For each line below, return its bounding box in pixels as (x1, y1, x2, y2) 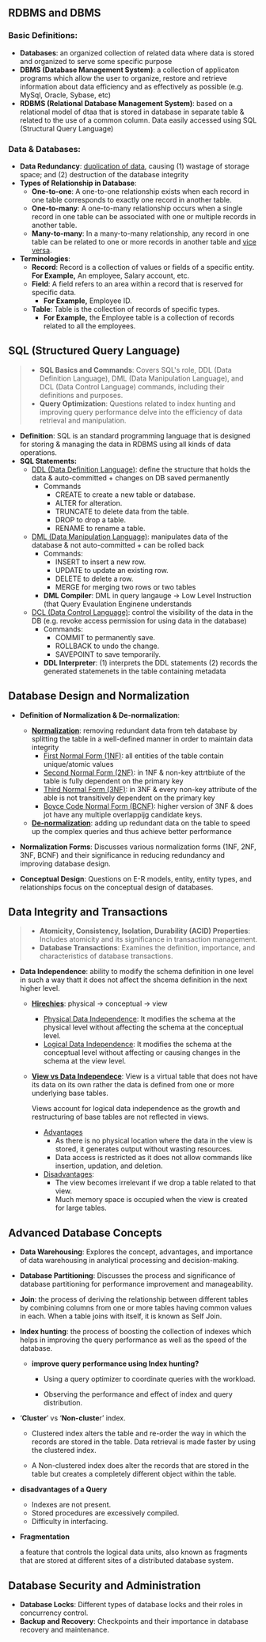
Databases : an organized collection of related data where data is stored (19, 47, 255, 58)
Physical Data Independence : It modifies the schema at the (43, 1014, 236, 1024)
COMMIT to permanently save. (55, 632, 156, 642)
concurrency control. (19, 1608, 89, 1617)
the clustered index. (31, 1446, 97, 1455)
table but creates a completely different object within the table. (31, 1469, 237, 1479)
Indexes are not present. (31, 1500, 112, 1510)
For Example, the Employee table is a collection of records (43, 313, 235, 322)
